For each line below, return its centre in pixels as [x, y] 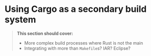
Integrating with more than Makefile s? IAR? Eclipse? [77, 48]
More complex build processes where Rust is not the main [84, 43]
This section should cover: [45, 33]
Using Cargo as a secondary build [76, 9]
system [20, 20]
